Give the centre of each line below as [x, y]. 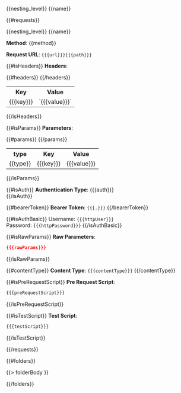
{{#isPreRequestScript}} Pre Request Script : [61, 282]
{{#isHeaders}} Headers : [37, 66]
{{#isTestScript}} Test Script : [42, 315]
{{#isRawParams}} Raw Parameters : [51, 237]
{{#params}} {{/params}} [37, 139]
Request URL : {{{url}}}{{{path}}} [49, 55]
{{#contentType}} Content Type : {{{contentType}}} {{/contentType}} [91, 270]
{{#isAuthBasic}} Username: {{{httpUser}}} [60, 219]
